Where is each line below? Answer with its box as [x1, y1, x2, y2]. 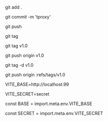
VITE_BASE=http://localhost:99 [5, 82, 69, 87]
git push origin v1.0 [5, 52, 44, 58]
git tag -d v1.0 [5, 62, 34, 68]
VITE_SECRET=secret [5, 91, 50, 97]
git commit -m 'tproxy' [5, 14, 51, 19]
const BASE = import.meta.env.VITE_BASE [5, 101, 93, 107]
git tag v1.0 [5, 43, 28, 49]
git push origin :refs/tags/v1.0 [5, 72, 66, 78]
